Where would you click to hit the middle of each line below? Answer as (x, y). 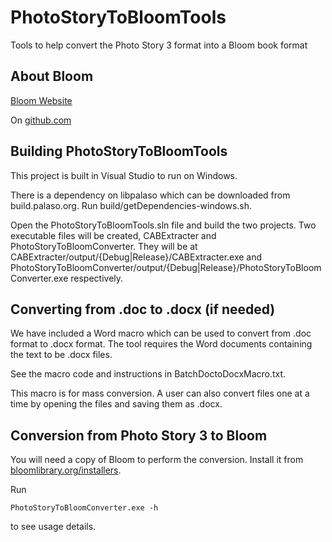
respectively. (97, 278)
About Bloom (52, 76)
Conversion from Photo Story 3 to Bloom (139, 435)
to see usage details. (53, 527)
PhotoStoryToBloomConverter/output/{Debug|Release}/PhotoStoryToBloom (166, 267)
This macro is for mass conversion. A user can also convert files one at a (160, 393)
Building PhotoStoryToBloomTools (119, 151)
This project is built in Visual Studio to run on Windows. (124, 175)
